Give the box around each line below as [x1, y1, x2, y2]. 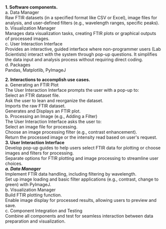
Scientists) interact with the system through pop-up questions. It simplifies [5, 51, 158, 57]
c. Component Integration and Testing [5, 208, 83, 214]
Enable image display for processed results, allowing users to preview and [5, 197, 157, 203]
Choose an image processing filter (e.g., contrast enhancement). [5, 129, 137, 135]
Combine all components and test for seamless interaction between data [5, 213, 154, 219]
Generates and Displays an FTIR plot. [5, 108, 81, 114]
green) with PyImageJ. [5, 182, 51, 187]
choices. [5, 160, 23, 166]
